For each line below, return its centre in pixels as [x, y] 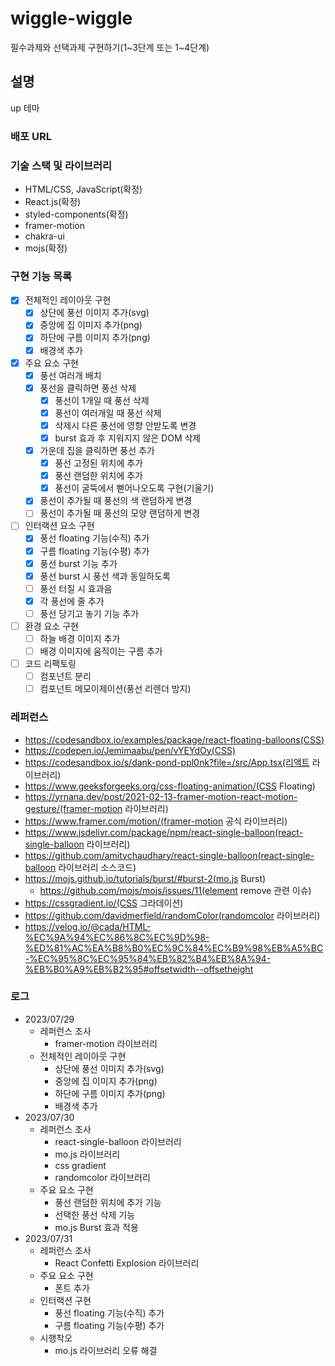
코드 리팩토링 [50, 664]
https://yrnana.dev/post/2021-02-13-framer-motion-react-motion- [161, 796]
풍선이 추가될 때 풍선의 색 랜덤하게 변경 [116, 501]
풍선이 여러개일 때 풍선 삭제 [108, 413]
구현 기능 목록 [41, 276]
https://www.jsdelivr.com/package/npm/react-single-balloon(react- [164, 832]
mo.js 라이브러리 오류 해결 [106, 1350]
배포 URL [31, 136]
